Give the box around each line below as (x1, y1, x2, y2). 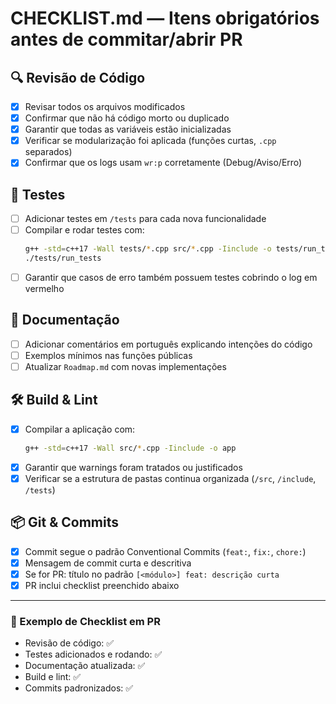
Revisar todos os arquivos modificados (24, 101, 186, 112)
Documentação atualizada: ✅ (24, 660, 146, 672)
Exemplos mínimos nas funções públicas (24, 349, 193, 361)
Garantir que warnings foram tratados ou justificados (24, 461, 243, 473)
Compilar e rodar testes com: (24, 224, 145, 236)
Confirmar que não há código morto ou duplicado (24, 112, 230, 124)
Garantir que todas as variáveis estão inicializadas (24, 123, 232, 136)
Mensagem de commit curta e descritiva (24, 557, 192, 569)
